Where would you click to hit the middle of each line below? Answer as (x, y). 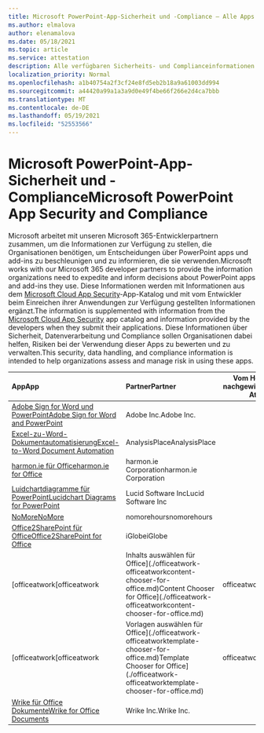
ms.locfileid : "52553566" (50, 124)
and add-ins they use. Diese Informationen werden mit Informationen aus (126, 286)
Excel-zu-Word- (40, 434)
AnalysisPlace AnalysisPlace (170, 442)
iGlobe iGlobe (147, 536)
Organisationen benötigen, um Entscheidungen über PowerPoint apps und (128, 252)
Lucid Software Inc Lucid (165, 493)
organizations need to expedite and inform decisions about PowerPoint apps (132, 277)
